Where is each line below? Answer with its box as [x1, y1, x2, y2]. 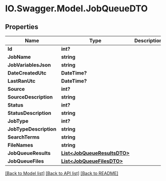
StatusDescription [7, 109, 51, 116]
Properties [5, 23, 39, 31]
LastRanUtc [7, 77, 36, 84]
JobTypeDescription [7, 126, 57, 132]
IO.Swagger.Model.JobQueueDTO [5, 3, 148, 14]
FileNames [7, 142, 34, 148]
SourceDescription [7, 94, 53, 100]
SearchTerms [7, 134, 40, 141]
